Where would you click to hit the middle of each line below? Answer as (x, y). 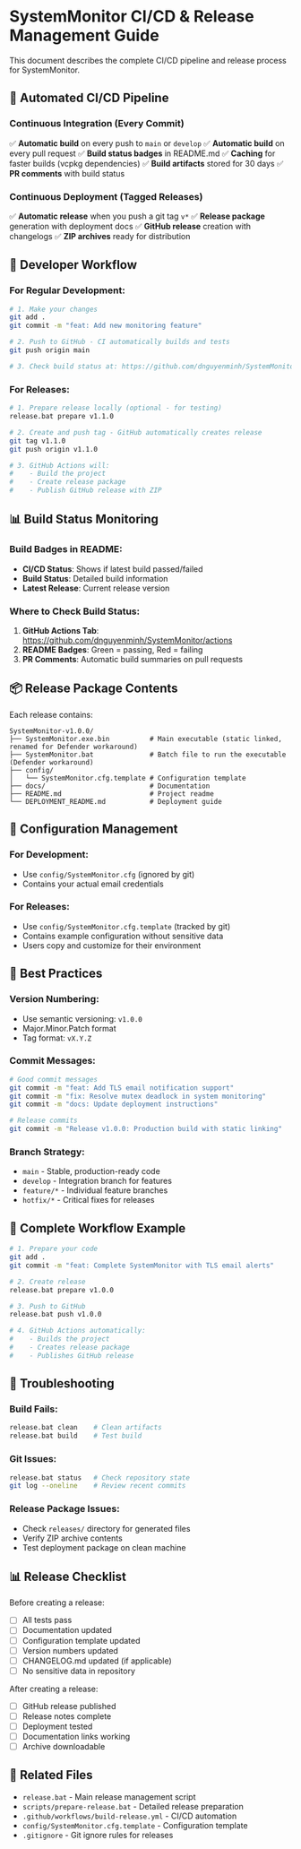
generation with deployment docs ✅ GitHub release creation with (130, 226)
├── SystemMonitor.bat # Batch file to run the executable (148, 755)
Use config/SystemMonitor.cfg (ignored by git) (108, 874)
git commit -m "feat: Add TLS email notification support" (122, 1088)
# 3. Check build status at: (64, 366)
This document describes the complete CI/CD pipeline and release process (148, 60)
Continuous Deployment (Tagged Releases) (106, 196)
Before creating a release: (57, 1603)
